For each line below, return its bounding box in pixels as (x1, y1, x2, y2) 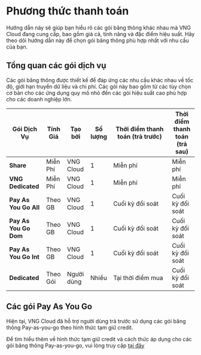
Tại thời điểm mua (113, 273, 163, 282)
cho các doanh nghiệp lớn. (6, 95, 72, 103)
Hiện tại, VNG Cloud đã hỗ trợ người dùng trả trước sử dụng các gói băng (6, 317, 186, 324)
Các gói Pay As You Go (6, 302, 93, 312)
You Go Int (9, 252, 40, 261)
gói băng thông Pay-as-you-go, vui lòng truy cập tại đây (6, 342, 145, 349)
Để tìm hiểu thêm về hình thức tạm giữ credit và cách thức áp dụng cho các (6, 335, 193, 342)
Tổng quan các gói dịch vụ (6, 61, 106, 71)
